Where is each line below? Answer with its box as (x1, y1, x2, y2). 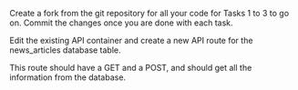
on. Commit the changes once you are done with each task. (9, 17, 234, 28)
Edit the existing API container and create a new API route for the (9, 35, 253, 45)
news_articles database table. (9, 45, 121, 55)
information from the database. (9, 72, 126, 83)
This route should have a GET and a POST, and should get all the (9, 63, 252, 73)
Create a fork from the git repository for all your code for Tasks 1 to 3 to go (9, 8, 290, 18)
